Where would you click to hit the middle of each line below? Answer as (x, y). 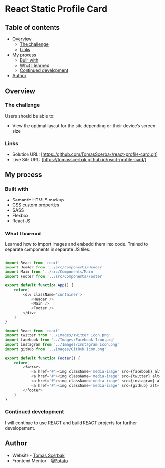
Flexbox (20, 215)
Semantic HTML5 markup (38, 200)
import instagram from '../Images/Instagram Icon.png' (62, 344)
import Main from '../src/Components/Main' (50, 272)
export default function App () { (39, 285)
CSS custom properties (36, 205)
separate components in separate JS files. (48, 249)
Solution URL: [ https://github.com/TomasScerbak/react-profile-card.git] (85, 154)
